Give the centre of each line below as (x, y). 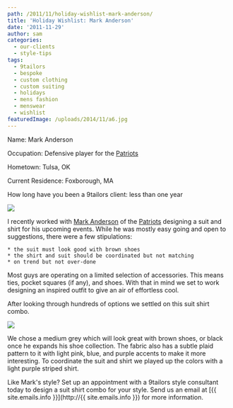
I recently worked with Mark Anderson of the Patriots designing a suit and (114, 221)
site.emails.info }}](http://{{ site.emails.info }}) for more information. (105, 397)
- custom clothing (41, 80)
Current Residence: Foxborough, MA (61, 181)
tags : (15, 60)
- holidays (30, 93)
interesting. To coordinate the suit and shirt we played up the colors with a (115, 361)
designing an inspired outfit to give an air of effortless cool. (93, 290)
